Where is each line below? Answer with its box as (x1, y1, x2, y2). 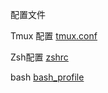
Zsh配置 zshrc (10, 51, 69, 63)
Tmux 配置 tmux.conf (10, 30, 98, 42)
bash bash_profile (10, 71, 85, 83)
